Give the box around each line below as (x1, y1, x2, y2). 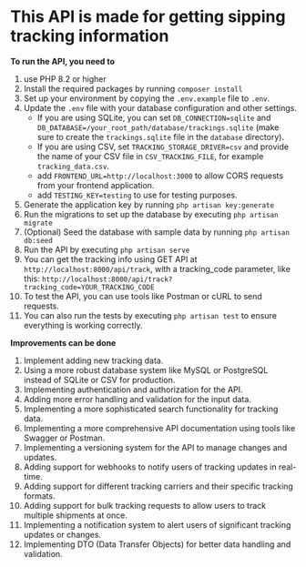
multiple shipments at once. (23, 510, 128, 521)
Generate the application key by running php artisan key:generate (23, 198, 275, 210)
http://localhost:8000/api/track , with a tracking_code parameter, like (23, 263, 291, 274)
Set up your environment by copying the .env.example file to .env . (23, 93, 270, 104)
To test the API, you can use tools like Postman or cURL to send (23, 290, 262, 301)
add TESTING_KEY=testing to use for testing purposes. (36, 189, 238, 200)
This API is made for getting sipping (10, 6, 286, 27)
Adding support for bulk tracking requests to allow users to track (23, 500, 267, 511)
